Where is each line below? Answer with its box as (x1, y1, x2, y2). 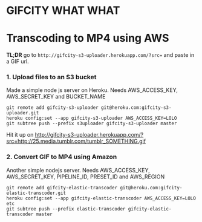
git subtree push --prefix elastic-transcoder (6, 206, 126, 212)
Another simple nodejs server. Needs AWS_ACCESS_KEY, (6, 166, 150, 174)
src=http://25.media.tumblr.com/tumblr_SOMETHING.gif (6, 137, 146, 145)
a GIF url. (6, 58, 29, 65)
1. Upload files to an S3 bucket (6, 73, 97, 82)
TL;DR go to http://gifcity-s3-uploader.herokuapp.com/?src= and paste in (6, 51, 195, 59)
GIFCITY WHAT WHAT (6, 4, 120, 18)
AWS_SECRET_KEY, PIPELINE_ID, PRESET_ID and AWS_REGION (6, 173, 165, 180)
